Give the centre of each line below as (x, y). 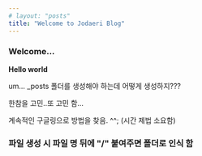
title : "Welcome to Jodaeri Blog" (67, 23)
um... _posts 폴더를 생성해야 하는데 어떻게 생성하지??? (95, 86)
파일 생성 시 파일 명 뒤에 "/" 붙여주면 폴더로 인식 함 (101, 143)
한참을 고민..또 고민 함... (46, 103)
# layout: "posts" (39, 16)
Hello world (28, 69)
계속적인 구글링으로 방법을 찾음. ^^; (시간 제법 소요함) (92, 120)
